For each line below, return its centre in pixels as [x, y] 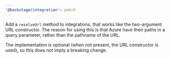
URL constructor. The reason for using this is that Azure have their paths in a [85, 30]
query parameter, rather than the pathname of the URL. [63, 35]
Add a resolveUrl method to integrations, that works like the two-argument [84, 24]
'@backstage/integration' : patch [41, 10]
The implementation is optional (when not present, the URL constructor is [82, 45]
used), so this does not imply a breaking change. [56, 50]
